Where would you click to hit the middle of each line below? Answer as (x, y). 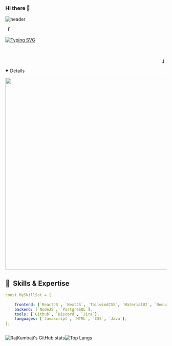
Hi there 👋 (18, 8)
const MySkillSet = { (28, 295)
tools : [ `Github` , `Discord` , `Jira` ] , (57, 314)
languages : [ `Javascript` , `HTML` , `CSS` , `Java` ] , (71, 319)
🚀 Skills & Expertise (37, 283)
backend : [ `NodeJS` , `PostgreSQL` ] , (54, 309)
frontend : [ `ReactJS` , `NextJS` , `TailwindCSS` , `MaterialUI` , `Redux (91, 305)
